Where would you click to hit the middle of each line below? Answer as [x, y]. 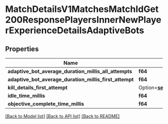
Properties [22, 49]
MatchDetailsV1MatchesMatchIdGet [82, 9]
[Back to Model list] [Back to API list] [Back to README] [62, 116]
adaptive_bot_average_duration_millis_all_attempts [70, 71]
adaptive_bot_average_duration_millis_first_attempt [71, 79]
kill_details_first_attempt [37, 87]
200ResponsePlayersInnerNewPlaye [83, 20]
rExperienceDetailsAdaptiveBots [75, 30]
